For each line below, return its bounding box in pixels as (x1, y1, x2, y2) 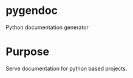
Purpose (5, 45, 50, 59)
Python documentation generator (5, 24, 89, 31)
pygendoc (5, 4, 58, 18)
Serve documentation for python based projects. (5, 65, 128, 72)
